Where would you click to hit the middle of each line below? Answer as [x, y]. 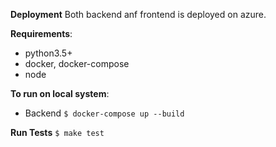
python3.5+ [48, 53]
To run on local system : [60, 93]
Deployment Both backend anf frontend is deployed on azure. [138, 14]
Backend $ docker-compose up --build [104, 113]
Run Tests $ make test [57, 132]
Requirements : [41, 33]
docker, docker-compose [77, 63]
